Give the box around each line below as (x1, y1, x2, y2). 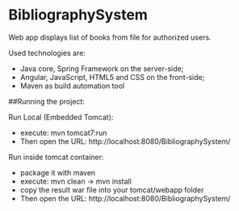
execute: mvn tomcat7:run (19, 128, 107, 137)
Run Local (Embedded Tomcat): (8, 112, 114, 122)
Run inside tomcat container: (8, 152, 104, 162)
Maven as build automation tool (19, 81, 125, 91)
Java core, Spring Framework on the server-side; (19, 63, 184, 74)
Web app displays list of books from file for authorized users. (8, 32, 212, 42)
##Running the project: (8, 96, 85, 106)
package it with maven (19, 167, 96, 177)
